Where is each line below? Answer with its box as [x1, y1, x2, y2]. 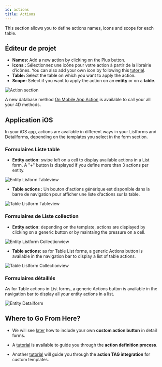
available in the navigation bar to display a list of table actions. [12, 253, 136, 259]
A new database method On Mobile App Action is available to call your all [5, 97, 151, 103]
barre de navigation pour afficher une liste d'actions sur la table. [12, 192, 140, 197]
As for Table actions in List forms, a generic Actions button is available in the [5, 286, 158, 292]
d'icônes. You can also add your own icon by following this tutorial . [12, 68, 146, 73]
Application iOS [5, 116, 53, 124]
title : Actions [5, 12, 36, 17]
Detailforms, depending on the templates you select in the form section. [5, 134, 148, 140]
